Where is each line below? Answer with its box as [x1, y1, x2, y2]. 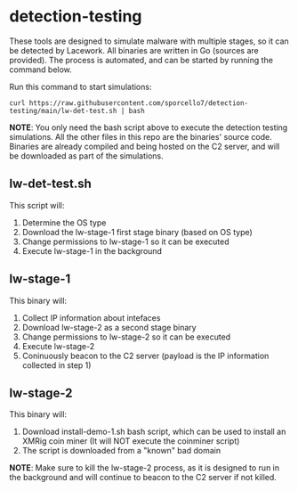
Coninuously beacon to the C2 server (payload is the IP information [21, 350, 270, 361]
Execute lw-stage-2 [21, 340, 95, 351]
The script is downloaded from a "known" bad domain [21, 446, 221, 456]
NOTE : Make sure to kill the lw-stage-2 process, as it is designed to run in [9, 462, 280, 473]
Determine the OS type [21, 217, 107, 228]
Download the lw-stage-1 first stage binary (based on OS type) [21, 226, 254, 237]
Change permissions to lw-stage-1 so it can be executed [21, 236, 230, 247]
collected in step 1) [21, 359, 92, 371]
